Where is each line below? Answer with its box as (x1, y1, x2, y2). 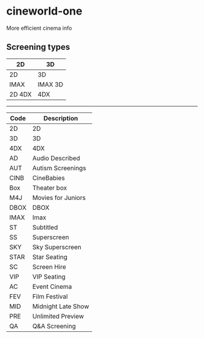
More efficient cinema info (6, 24, 72, 32)
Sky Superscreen (32, 243, 82, 251)
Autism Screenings (32, 164, 86, 172)
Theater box (32, 184, 67, 192)
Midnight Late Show (32, 302, 89, 311)
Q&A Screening (32, 322, 76, 330)
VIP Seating (32, 272, 66, 281)
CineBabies (32, 173, 65, 182)
